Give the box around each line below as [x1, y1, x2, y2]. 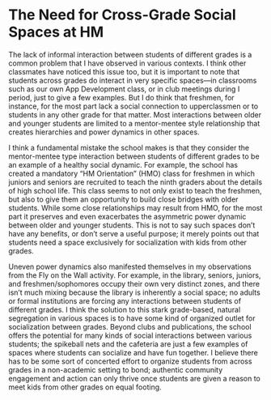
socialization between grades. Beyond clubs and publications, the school [8, 321, 252, 331]
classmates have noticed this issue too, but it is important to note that [8, 66, 240, 76]
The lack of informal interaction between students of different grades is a [8, 49, 252, 59]
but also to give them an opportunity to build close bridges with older [8, 194, 239, 204]
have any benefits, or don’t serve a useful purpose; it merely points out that [8, 228, 260, 238]
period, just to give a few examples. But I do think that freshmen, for [8, 92, 235, 102]
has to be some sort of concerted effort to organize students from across [8, 356, 252, 366]
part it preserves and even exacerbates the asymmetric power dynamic [8, 211, 247, 221]
